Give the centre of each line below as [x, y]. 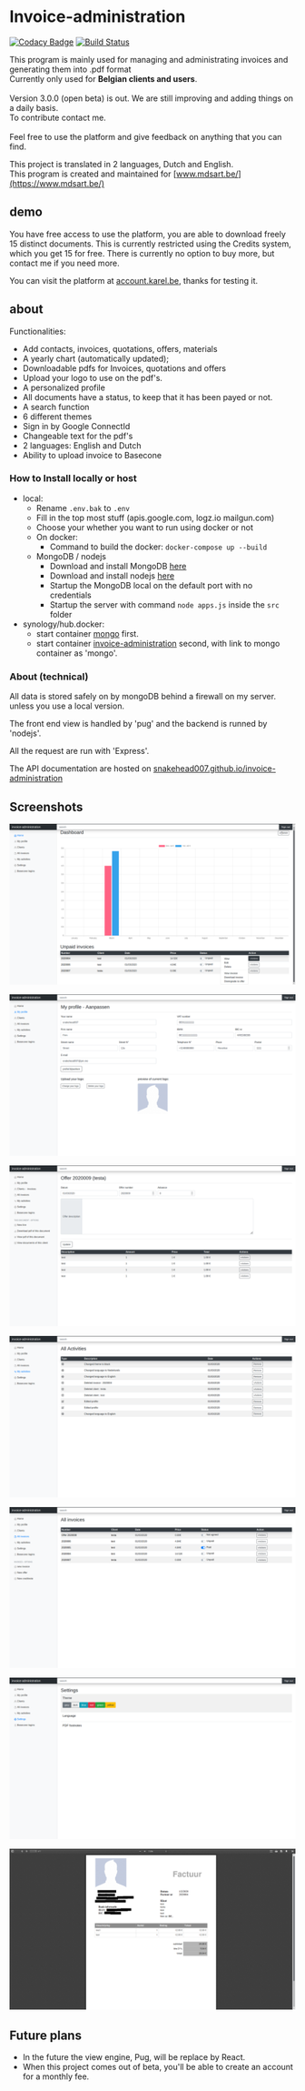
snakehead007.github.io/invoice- [215, 769]
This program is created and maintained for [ [93, 174]
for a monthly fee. [56, 2076]
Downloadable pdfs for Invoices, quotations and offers [124, 368]
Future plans [45, 2035]
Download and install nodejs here [112, 576]
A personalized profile [64, 387]
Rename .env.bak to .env [83, 508]
